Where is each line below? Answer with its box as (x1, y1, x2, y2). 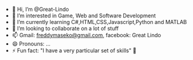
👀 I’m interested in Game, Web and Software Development (11, 12, 156, 19)
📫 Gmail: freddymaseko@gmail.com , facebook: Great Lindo (11, 32, 161, 38)
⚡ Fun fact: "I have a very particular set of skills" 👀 (11, 47, 136, 54)
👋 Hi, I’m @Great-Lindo (11, 6, 69, 13)
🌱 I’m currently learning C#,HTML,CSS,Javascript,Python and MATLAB (11, 19, 188, 25)
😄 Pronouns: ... (11, 40, 51, 47)
